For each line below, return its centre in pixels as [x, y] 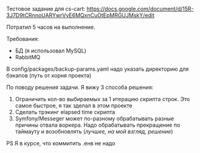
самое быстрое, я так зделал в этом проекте [74, 105]
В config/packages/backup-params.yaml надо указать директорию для [98, 69]
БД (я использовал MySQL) [51, 51]
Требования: [23, 39]
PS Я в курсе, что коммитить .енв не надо [61, 143]
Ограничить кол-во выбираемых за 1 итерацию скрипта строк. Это [102, 99]
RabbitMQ [28, 57]
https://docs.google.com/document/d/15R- [140, 9]
